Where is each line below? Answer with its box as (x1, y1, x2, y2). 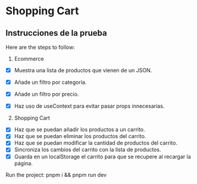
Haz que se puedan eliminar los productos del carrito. (14, 133, 146, 140)
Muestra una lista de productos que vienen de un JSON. (14, 67, 152, 74)
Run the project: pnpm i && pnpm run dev (5, 171, 107, 178)
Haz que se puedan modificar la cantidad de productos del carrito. (14, 139, 178, 146)
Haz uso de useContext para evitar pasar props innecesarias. (14, 102, 165, 110)
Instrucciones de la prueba (5, 28, 108, 38)
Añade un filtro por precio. (14, 91, 79, 98)
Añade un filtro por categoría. (14, 79, 87, 86)
